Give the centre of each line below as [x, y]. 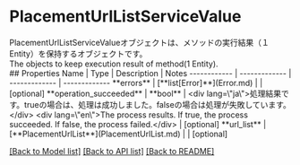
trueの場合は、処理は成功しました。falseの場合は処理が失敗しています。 [157, 104]
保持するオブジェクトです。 [97, 53]
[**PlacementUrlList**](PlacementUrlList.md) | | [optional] [119, 134]
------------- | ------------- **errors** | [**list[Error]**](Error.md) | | [136, 82]
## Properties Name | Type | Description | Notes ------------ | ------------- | [150, 73]
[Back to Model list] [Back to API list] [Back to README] [112, 151]
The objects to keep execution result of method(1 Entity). [114, 64]
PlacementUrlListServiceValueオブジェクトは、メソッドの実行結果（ [136, 42]
